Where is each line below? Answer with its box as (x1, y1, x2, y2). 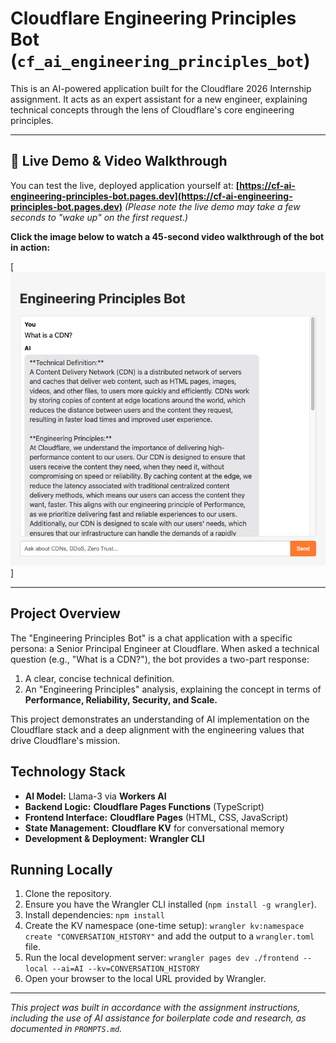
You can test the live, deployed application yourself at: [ (10, 179, 240, 191)
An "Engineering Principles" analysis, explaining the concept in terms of (24, 683, 322, 695)
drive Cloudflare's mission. (10, 734, 121, 746)
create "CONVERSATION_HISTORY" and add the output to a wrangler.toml (24, 930, 315, 942)
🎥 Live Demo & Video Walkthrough (10, 153, 228, 170)
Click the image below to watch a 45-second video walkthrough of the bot (10, 230, 325, 242)
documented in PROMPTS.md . (10, 1023, 123, 1035)
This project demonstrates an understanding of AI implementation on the (10, 713, 310, 725)
